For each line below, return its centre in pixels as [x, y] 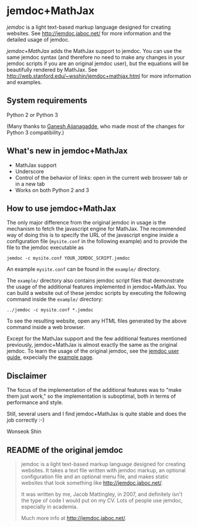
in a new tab [30, 184]
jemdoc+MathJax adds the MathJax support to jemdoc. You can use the [94, 51]
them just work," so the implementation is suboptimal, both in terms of [91, 396]
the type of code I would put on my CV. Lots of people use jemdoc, [102, 500]
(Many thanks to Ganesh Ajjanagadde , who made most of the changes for [96, 126]
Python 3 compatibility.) [35, 132]
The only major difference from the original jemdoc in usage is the [86, 223]
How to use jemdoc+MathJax [62, 208]
